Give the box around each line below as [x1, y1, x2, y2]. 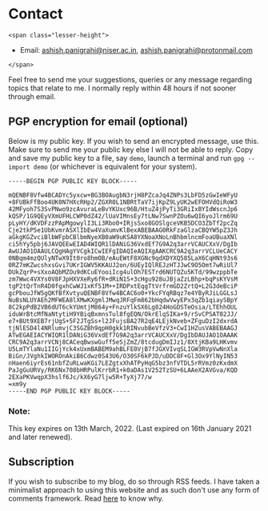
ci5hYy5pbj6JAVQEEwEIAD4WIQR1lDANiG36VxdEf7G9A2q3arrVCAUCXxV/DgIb [8, 240, 238, 248]
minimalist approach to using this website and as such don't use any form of [8, 485, 260, 494]
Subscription [8, 455, 74, 469]
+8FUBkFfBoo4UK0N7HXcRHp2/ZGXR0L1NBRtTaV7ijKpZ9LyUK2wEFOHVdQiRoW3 [8, 198, 238, 206]
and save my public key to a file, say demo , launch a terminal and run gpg [8, 153, 245, 162]
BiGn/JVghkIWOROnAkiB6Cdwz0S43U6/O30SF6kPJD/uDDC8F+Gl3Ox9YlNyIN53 [8, 352, 238, 360]
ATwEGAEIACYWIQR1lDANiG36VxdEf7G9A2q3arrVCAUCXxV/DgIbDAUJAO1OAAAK [8, 331, 238, 339]
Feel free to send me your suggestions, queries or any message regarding [8, 74, 253, 84]
